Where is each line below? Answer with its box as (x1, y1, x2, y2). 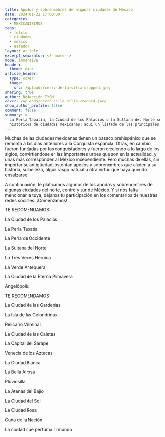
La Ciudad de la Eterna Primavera (5, 273, 73, 279)
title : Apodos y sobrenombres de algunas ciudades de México (5, 7, 133, 12)
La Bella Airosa (5, 369, 35, 375)
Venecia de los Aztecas (5, 350, 53, 356)
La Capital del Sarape (5, 340, 49, 346)
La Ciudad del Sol (5, 398, 41, 403)
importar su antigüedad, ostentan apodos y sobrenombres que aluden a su (5, 161, 157, 168)
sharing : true (5, 90, 34, 95)
